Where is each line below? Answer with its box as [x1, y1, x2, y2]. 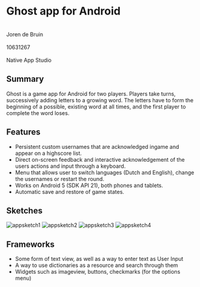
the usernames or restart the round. [15, 175, 105, 182]
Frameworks [6, 239, 55, 249]
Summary [6, 74, 44, 84]
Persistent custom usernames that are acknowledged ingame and [15, 143, 179, 150]
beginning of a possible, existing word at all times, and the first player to [6, 103, 186, 110]
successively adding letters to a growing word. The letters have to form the [6, 96, 194, 104]
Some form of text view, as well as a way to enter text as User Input [15, 256, 184, 263]
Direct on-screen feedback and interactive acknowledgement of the [15, 156, 185, 163]
